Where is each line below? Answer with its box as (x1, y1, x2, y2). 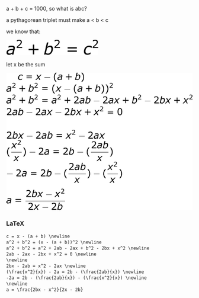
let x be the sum (6, 61, 46, 68)
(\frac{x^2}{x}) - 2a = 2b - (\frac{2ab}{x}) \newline (6, 269, 145, 275)
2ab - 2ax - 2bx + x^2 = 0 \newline (6, 251, 97, 257)
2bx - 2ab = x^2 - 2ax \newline (6, 263, 86, 269)
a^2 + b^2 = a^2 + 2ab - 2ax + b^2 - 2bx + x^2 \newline (6, 245, 150, 251)
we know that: (6, 28, 41, 35)
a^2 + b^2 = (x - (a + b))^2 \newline (6, 239, 102, 245)
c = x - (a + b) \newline (6, 233, 70, 239)
